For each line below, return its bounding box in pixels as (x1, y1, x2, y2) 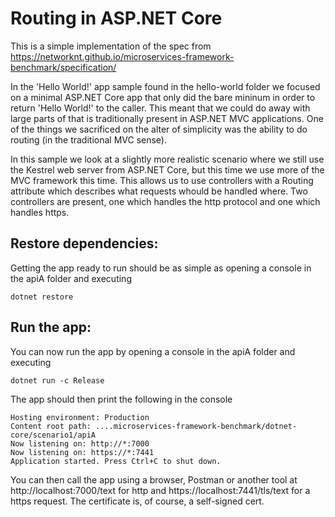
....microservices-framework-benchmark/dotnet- (95, 421, 298, 431)
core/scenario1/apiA (10, 430, 97, 440)
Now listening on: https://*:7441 (10, 447, 155, 457)
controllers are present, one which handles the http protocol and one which (10, 195, 321, 207)
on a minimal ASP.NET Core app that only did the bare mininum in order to (10, 91, 316, 103)
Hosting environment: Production (10, 412, 150, 422)
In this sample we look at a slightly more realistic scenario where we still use (10, 153, 325, 165)
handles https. (10, 206, 70, 218)
